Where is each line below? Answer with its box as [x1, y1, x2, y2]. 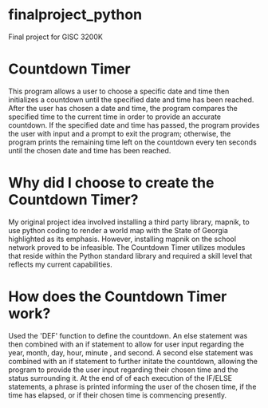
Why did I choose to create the [8, 174, 215, 192]
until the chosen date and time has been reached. [8, 145, 171, 155]
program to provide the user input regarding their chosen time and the [8, 365, 238, 374]
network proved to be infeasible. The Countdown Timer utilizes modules [8, 242, 246, 252]
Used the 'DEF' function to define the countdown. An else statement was [8, 331, 248, 340]
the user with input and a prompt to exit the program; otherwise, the [8, 129, 231, 138]
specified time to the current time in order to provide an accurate [8, 112, 222, 121]
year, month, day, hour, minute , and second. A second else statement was [8, 347, 254, 357]
